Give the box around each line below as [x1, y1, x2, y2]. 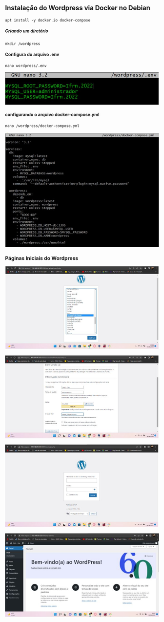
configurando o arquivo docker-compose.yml [5, 112, 100, 118]
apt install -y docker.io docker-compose [5, 18, 91, 22]
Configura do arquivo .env [5, 51, 60, 58]
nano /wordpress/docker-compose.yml [5, 123, 80, 129]
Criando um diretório [5, 28, 49, 34]
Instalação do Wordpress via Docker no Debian [5, 4, 150, 12]
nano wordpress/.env [5, 63, 47, 68]
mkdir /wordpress [5, 41, 41, 46]
